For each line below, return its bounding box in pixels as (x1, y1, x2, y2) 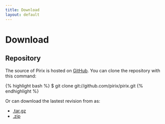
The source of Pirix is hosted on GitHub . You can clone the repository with (5, 67, 161, 73)
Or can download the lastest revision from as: (5, 98, 101, 104)
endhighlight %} (5, 88, 39, 94)
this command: (5, 73, 37, 79)
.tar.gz (12, 107, 26, 114)
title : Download (5, 7, 40, 13)
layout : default (5, 12, 40, 17)
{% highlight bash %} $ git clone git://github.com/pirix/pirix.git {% (5, 82, 143, 89)
